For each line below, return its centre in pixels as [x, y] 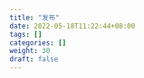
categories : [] [38, 43]
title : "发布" [35, 17]
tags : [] [26, 34]
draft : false [34, 59]
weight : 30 [30, 51]
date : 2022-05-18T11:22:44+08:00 [72, 26]
